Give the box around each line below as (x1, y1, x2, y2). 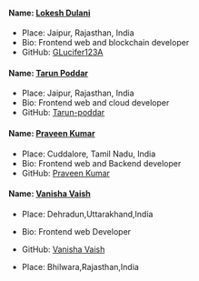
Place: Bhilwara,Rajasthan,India (21, 261, 140, 272)
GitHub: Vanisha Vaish (21, 244, 105, 255)
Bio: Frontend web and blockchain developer (21, 37, 190, 48)
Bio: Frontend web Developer (21, 226, 132, 236)
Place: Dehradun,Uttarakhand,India (21, 208, 154, 219)
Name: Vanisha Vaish (8, 188, 92, 199)
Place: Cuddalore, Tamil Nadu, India (21, 148, 156, 159)
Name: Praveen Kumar (8, 128, 96, 138)
